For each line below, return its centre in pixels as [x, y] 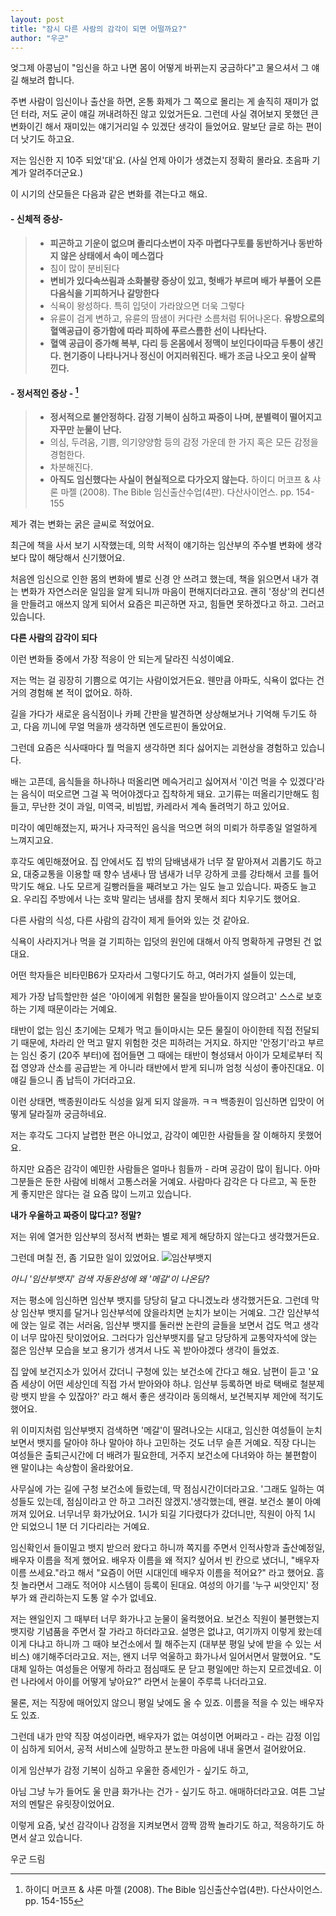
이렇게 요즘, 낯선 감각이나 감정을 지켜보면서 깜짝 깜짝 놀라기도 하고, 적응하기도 [162, 1825]
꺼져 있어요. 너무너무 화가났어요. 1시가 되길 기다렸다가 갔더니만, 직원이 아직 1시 [163, 1514]
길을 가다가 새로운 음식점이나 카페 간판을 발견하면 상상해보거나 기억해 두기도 [158, 714]
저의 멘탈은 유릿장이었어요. [62, 1804]
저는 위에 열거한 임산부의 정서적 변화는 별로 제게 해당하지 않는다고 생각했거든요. [165, 1237]
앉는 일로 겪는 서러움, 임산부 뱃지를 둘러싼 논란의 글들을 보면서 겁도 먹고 [160, 1325]
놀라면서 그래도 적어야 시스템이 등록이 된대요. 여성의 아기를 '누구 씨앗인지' [164, 1585]
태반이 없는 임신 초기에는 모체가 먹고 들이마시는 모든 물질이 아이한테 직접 [151, 1030]
